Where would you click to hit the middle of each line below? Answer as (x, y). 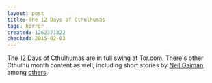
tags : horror (26, 26)
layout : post (26, 13)
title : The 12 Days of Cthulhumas (56, 20)
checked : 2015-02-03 (37, 39)
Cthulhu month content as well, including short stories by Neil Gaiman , (106, 65)
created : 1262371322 (37, 32)
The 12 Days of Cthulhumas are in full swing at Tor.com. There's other (105, 58)
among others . (28, 73)
